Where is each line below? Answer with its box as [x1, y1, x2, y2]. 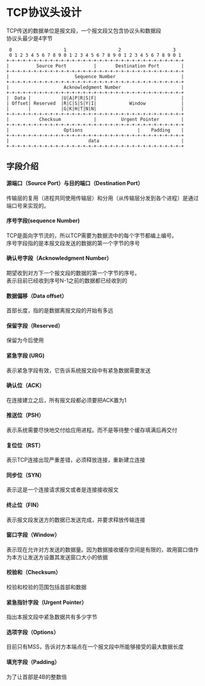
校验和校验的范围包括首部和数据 [6, 583, 87, 591]
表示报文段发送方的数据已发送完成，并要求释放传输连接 [6, 516, 145, 523]
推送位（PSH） [6, 411, 45, 419]
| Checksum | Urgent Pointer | [6, 116, 184, 122]
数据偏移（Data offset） [6, 292, 68, 300]
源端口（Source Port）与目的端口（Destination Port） [6, 179, 143, 186]
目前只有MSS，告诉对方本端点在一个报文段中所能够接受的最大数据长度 [6, 643, 184, 651]
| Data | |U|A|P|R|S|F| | [6, 95, 184, 101]
